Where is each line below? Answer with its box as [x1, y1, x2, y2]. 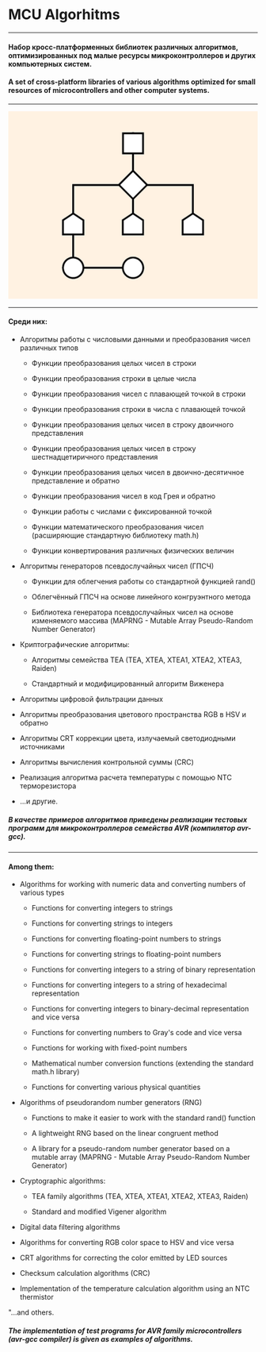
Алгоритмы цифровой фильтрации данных [19, 694, 164, 703]
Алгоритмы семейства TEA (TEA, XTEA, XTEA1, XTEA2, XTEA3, [31, 655, 242, 664]
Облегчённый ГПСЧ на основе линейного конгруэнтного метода [31, 591, 251, 601]
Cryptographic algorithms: [19, 1177, 106, 1186]
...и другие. [19, 796, 58, 806]
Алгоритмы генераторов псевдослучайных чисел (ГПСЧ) [19, 561, 215, 571]
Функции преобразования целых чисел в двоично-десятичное [31, 467, 245, 477]
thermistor [19, 1292, 54, 1302]
